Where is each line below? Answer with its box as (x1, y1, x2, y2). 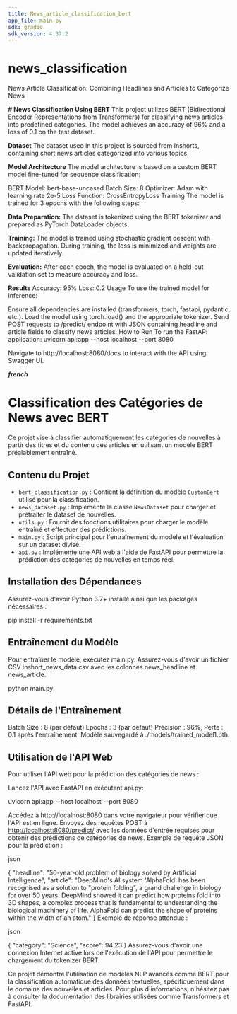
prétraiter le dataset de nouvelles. (18, 510, 116, 519)
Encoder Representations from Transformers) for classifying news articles (8, 113, 223, 121)
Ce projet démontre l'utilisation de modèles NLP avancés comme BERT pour (8, 970, 229, 979)
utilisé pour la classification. (18, 495, 99, 503)
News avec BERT (8, 410, 109, 426)
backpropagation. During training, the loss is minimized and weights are (8, 241, 217, 250)
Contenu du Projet (8, 468, 90, 481)
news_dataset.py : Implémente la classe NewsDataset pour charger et (18, 502, 216, 511)
